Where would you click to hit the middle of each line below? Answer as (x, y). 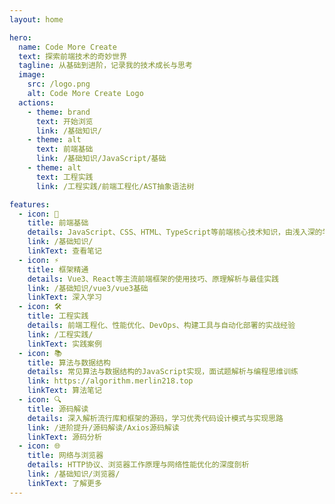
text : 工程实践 (64, 177)
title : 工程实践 (58, 316)
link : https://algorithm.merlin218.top (110, 381)
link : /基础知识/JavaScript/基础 (101, 159)
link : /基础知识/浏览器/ (74, 474)
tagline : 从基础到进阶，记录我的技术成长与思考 (105, 66)
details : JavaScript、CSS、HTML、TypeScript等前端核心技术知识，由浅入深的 (175, 232)
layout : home (36, 19)
